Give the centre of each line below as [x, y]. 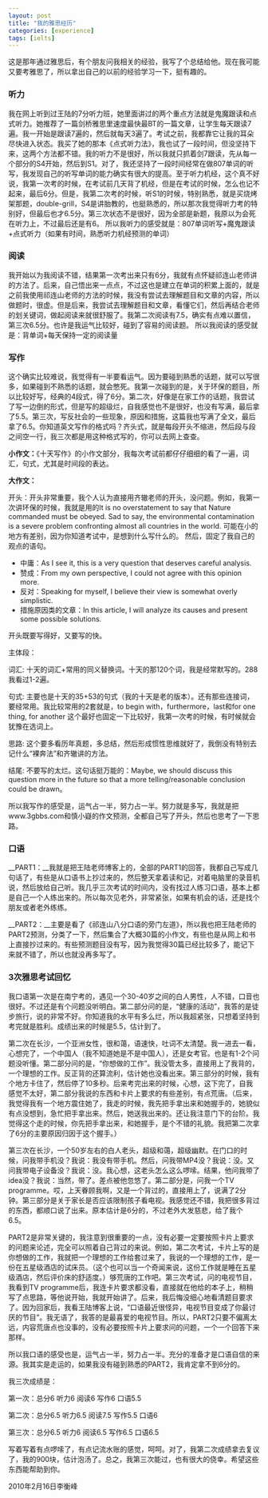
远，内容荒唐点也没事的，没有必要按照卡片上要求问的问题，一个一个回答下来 [134, 1327]
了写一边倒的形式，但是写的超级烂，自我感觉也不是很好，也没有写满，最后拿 [134, 407]
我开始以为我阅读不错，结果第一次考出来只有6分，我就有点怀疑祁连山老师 [129, 275]
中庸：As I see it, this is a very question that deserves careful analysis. [136, 563]
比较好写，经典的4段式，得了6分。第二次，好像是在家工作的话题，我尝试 [135, 397]
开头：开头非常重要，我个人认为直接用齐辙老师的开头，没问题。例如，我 [127, 497]
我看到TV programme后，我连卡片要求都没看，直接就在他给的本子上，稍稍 [131, 1287]
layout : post [30, 16]
